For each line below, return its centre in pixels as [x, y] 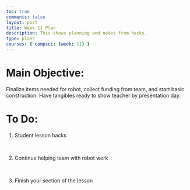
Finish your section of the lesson [54, 180]
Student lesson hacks [41, 135]
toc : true [18, 11]
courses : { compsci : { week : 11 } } [48, 44]
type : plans [20, 39]
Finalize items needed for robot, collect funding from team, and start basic [95, 89]
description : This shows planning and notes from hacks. [77, 33]
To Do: [22, 119]
